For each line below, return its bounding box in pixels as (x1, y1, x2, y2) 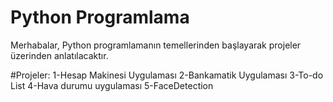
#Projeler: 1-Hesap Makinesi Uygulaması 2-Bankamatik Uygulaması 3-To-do (10, 69, 324, 81)
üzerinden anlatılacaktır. (10, 49, 109, 61)
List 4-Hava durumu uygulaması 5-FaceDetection (10, 79, 214, 91)
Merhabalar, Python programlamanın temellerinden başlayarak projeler (10, 39, 302, 51)
